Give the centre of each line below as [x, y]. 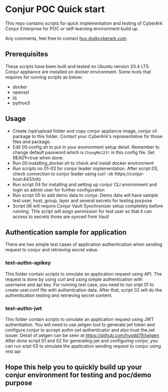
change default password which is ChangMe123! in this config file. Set [83, 152]
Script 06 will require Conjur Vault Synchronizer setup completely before [88, 206]
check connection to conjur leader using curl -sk [63, 174]
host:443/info [27, 179]
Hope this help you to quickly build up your [74, 367]
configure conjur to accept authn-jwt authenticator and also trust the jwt [80, 330]
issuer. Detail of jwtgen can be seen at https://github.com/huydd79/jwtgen [82, 335]
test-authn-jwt [24, 308]
